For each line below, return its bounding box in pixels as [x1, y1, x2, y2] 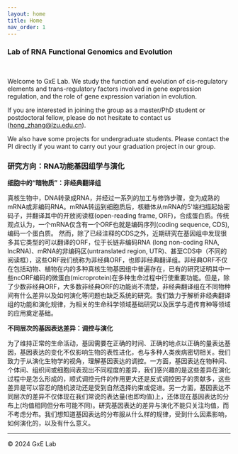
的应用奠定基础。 [7, 309, 57, 317]
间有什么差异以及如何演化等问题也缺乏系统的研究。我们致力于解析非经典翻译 [7, 291, 231, 299]
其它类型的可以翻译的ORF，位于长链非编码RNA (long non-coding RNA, [13, 238, 220, 246]
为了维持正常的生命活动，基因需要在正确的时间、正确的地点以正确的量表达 [7, 338, 225, 348]
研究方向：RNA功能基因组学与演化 [7, 161, 125, 171]
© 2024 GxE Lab [7, 439, 57, 448]
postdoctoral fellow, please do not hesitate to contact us [7, 113, 171, 121]
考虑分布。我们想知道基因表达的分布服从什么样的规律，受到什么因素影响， [13, 409, 231, 419]
